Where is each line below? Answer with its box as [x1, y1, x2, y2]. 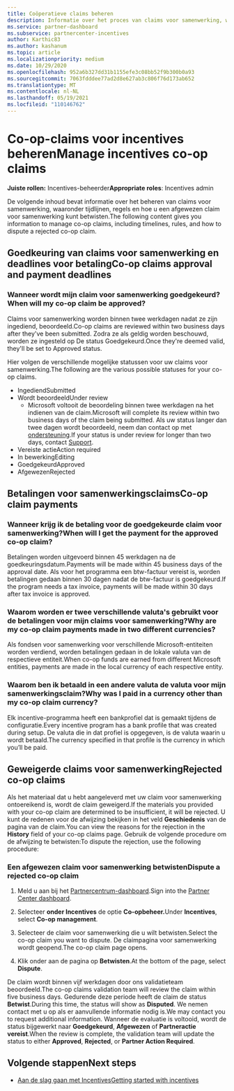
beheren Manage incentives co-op [7, 146, 208, 162]
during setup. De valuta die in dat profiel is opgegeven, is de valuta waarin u [7, 728, 226, 737]
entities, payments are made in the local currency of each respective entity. [7, 663, 224, 671]
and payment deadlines [7, 269, 111, 281]
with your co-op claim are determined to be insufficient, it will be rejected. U [7, 807, 226, 816]
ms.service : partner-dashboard [7, 23, 98, 30]
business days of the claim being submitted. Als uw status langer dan [27, 416, 227, 424]
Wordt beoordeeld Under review [17, 393, 109, 402]
